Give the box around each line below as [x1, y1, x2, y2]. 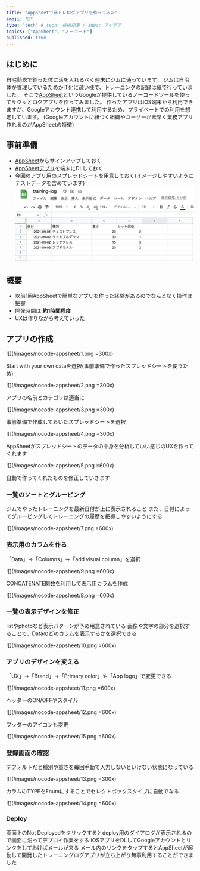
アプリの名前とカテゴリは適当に [6, 394, 85, 401]
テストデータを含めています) [14, 179, 85, 186]
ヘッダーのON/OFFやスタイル [6, 697, 79, 704]
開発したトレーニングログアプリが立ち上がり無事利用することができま [21, 851, 194, 858]
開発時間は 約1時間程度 [14, 307, 71, 315]
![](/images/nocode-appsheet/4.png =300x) [6, 430, 115, 437]
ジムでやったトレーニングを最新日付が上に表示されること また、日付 [6, 505, 174, 513]
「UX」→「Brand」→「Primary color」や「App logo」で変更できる [6, 672, 171, 680]
